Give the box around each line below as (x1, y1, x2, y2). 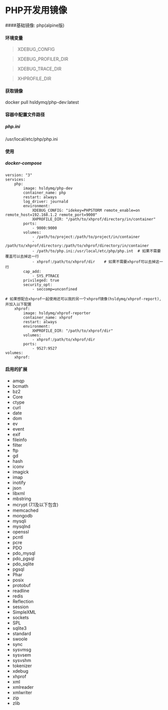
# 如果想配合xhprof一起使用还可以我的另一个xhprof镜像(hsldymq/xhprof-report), (5, 297, 161, 302)
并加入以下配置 (5, 302, 32, 307)
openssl (12, 528, 29, 535)
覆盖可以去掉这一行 (5, 254, 39, 259)
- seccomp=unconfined (32, 287, 78, 292)
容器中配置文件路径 (5, 111, 45, 117)
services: (5, 177, 26, 182)
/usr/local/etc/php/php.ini (5, 136, 58, 142)
